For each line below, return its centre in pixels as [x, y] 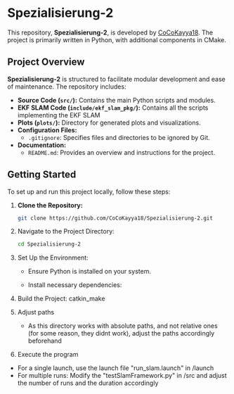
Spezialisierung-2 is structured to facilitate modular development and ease [117, 79]
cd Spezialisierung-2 [49, 244]
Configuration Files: [47, 130]
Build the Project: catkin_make [61, 299]
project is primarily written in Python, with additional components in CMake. [117, 39]
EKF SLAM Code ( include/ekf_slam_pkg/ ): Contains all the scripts [113, 108]
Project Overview [46, 62]
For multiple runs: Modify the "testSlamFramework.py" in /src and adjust [122, 376]
